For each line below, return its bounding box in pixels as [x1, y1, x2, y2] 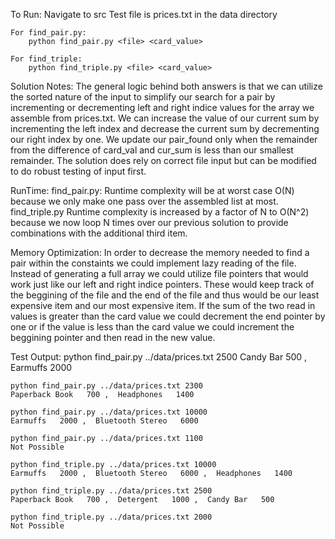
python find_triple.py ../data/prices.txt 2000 [10, 512, 213, 522]
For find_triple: [10, 54, 83, 64]
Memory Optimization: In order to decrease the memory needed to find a [10, 247, 310, 258]
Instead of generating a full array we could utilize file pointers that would [10, 268, 309, 279]
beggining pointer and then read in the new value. [10, 332, 216, 343]
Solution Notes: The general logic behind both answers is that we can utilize [10, 80, 323, 92]
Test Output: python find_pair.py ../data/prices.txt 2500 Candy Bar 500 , [10, 351, 308, 363]
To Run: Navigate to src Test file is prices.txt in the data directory [10, 9, 278, 20]
